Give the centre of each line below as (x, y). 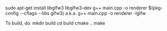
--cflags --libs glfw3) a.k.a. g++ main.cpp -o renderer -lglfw (83, 13)
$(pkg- (155, 8)
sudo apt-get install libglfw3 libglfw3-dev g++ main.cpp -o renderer (76, 8)
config (12, 13)
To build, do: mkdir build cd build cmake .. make (55, 23)
